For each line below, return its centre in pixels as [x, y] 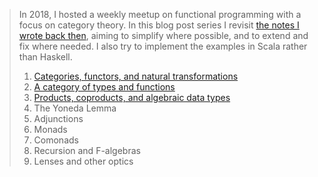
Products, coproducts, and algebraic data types [132, 97]
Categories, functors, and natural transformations [136, 76]
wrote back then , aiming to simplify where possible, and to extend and [163, 35]
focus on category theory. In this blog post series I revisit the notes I [159, 25]
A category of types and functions [104, 87]
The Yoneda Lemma [75, 108]
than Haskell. [45, 57]
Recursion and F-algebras [87, 150]
